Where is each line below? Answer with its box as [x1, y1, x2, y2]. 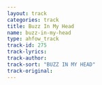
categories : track [7, 16, 59, 23]
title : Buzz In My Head [7, 23, 75, 29]
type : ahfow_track [7, 36, 59, 42]
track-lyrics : [7, 49, 48, 56]
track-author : [7, 55, 48, 62]
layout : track [7, 10, 48, 17]
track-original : [7, 67, 53, 74]
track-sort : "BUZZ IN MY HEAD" [7, 61, 96, 68]
